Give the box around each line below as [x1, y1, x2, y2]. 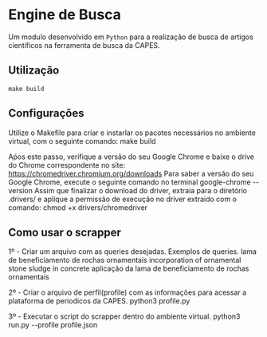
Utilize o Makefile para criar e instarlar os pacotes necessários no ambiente [8, 128, 257, 137]
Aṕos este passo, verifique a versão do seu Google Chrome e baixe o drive [8, 152, 255, 161]
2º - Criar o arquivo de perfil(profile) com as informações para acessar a [8, 287, 247, 297]
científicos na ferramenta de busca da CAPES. [8, 40, 161, 50]
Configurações [8, 106, 85, 121]
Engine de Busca [8, 6, 122, 24]
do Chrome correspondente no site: [8, 160, 126, 169]
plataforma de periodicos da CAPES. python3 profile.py [8, 296, 190, 306]
